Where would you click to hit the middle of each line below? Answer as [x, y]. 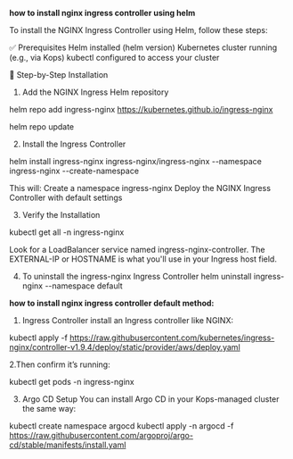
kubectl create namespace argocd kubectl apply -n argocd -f [122, 426]
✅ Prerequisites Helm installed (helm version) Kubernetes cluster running [143, 47]
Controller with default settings [66, 197]
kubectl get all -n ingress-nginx [67, 232]
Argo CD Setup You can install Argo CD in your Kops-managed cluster [151, 399]
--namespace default [83, 286]
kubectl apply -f [39, 338]
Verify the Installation [61, 215]
